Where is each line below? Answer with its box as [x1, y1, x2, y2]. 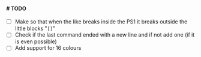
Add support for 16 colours [14, 44, 82, 52]
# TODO [6, 5, 26, 12]
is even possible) [14, 38, 57, 45]
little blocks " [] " [14, 25, 55, 32]
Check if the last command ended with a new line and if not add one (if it [14, 31, 195, 38]
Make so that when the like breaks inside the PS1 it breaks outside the [14, 18, 188, 25]
